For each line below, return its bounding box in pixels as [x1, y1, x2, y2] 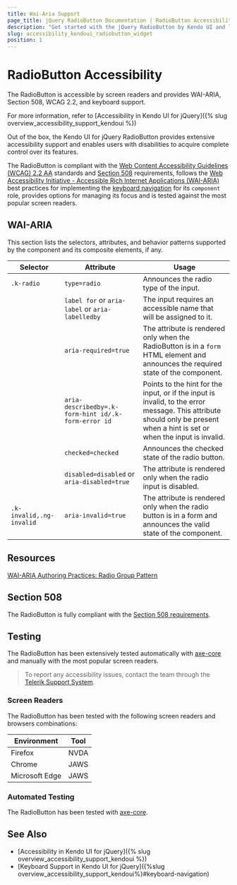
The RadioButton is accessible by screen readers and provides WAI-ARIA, [7, 90, 221, 99]
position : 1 [7, 37, 42, 44]
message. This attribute [142, 405, 221, 415]
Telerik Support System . [24, 678, 95, 687]
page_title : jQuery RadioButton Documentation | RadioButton [7, 17, 191, 24]
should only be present [142, 414, 219, 424]
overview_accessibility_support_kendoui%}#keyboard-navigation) [17, 869, 209, 878]
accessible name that [142, 303, 214, 313]
